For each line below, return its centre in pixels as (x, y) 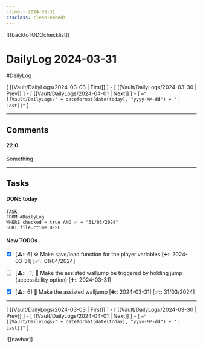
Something (20, 159)
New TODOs (22, 241)
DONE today (22, 199)
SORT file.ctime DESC (34, 227)
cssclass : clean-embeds (36, 17)
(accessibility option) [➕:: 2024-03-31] (63, 280)
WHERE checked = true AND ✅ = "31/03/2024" (63, 222)
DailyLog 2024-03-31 (61, 59)
